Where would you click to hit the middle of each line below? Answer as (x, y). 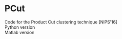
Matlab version (20, 32)
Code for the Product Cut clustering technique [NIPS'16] (61, 22)
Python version (20, 27)
